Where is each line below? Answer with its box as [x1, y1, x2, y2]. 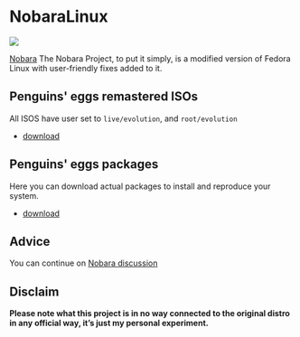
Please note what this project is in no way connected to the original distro [9, 308, 291, 319]
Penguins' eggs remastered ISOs [9, 89, 199, 105]
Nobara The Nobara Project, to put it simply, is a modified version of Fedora [9, 52, 291, 64]
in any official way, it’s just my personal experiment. [9, 318, 210, 329]
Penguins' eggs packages [9, 156, 159, 173]
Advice [9, 233, 51, 249]
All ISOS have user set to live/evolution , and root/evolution [9, 113, 238, 124]
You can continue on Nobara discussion [9, 257, 158, 268]
